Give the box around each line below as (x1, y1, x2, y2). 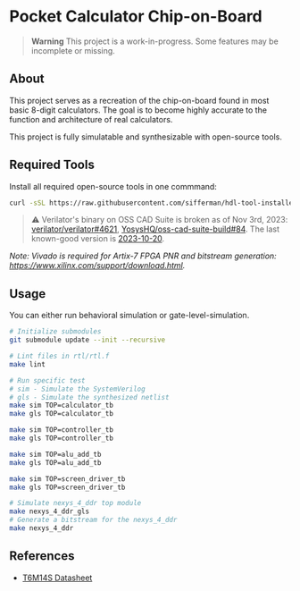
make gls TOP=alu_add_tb (9, 458, 102, 467)
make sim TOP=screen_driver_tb (9, 474, 126, 484)
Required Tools (9, 157, 96, 173)
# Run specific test (9, 376, 87, 385)
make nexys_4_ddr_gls (9, 507, 90, 516)
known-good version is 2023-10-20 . (30, 233, 165, 244)
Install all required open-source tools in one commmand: (9, 181, 217, 191)
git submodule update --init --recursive (9, 335, 166, 345)
